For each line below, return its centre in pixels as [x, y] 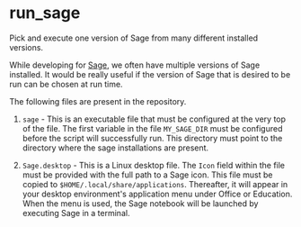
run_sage [45, 13]
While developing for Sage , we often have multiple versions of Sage [135, 65]
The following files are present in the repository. [98, 101]
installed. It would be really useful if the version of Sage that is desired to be [150, 74]
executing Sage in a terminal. [76, 213]
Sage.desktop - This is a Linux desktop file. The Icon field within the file [154, 165]
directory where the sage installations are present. [115, 148]
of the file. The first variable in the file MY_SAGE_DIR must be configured [152, 128]
